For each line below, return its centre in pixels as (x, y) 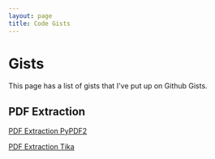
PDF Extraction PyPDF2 (48, 131)
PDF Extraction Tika (41, 147)
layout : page (30, 16)
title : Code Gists (39, 24)
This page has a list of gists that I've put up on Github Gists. (108, 86)
